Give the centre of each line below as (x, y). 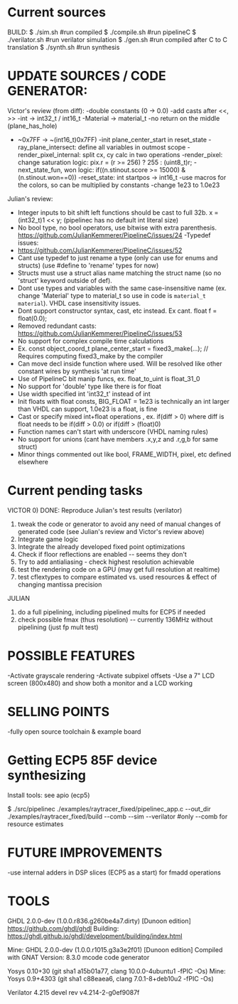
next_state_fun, (40, 170)
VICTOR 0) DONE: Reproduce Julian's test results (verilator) (95, 510)
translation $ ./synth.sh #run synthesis (64, 47)
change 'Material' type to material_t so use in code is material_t (112, 295)
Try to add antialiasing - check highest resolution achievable (106, 562)
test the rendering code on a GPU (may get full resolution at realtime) (119, 569)
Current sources (57, 12)
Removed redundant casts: (57, 326)
